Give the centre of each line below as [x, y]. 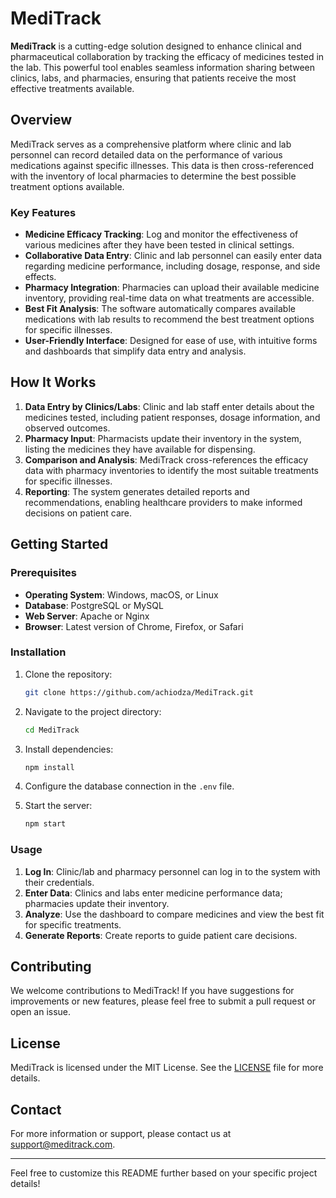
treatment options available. [67, 186]
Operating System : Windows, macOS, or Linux [121, 594]
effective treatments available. [72, 88]
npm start [45, 824]
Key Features [43, 212]
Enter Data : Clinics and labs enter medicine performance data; [153, 893]
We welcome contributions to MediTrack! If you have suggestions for [152, 991]
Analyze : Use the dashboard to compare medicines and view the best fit [174, 914]
